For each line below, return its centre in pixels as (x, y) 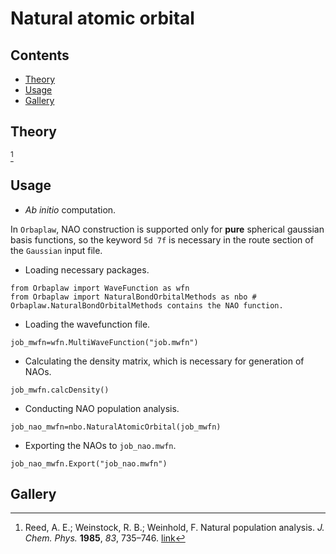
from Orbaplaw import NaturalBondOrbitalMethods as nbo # (133, 297)
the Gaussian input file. (56, 250)
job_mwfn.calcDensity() (60, 390)
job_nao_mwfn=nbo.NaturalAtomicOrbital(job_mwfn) (116, 427)
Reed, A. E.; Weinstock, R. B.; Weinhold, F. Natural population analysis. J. (174, 528)
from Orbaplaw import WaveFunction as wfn (100, 288)
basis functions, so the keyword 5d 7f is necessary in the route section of (162, 239)
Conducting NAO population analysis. (102, 408)
